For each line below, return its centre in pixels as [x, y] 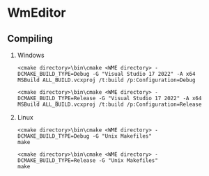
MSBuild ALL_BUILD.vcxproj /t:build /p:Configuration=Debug [106, 80]
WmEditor [37, 13]
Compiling [30, 39]
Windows [31, 55]
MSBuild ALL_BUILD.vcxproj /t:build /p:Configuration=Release [109, 104]
